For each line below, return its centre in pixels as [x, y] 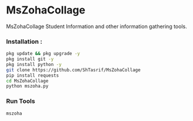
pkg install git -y [30, 59]
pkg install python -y [34, 64]
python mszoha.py [27, 86]
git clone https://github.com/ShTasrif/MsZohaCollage [74, 70]
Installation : [24, 42]
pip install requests [33, 75]
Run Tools [21, 101]
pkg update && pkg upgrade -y [43, 54]
